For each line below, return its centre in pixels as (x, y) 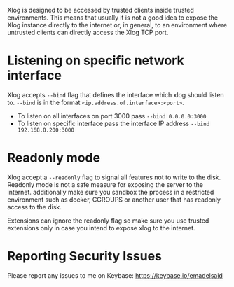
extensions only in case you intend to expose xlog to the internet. (101, 227)
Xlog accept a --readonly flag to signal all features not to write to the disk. (114, 177)
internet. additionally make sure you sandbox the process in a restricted (111, 192)
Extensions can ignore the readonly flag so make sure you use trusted (108, 220)
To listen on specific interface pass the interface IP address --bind (113, 123)
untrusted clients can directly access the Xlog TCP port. (88, 32)
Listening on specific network (96, 61)
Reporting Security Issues (85, 257)
